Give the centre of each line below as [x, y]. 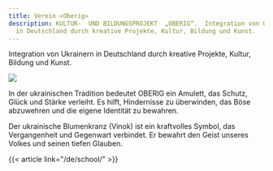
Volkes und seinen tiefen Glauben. [66, 143]
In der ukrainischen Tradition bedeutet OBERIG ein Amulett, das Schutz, [128, 93]
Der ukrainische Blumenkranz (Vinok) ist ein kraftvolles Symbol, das [122, 126]
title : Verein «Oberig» [49, 16]
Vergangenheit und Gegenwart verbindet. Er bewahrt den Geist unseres [129, 135]
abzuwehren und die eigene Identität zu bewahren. [93, 111]
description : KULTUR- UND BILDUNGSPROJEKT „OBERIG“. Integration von [134, 24]
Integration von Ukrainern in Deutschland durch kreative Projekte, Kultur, [130, 54]
